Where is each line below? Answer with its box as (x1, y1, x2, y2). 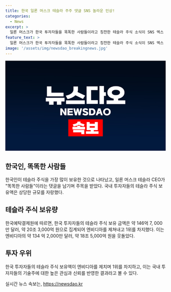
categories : (5, 13, 31, 19)
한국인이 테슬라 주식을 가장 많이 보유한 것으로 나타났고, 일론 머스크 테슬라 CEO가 (5, 177, 165, 183)
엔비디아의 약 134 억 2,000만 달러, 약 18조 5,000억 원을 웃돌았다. (5, 232, 135, 239)
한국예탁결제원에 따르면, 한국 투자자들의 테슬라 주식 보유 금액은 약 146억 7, (5, 220, 153, 226)
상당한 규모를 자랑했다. (18, 189, 64, 195)
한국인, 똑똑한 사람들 (5, 162, 66, 170)
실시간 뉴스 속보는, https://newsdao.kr (5, 280, 83, 287)
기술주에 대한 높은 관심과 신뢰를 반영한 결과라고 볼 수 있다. (22, 270, 138, 276)
